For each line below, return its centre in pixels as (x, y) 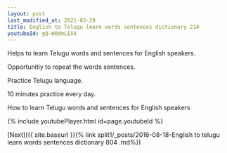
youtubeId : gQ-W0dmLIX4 (42, 33)
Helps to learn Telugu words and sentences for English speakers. (102, 53)
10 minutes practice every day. (52, 94)
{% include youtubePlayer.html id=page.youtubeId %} (85, 121)
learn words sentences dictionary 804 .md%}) (74, 142)
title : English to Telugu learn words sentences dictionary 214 (103, 27)
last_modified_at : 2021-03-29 (52, 20)
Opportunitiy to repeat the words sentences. (71, 67)
